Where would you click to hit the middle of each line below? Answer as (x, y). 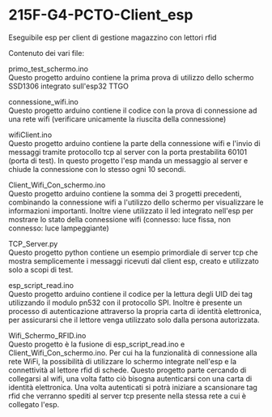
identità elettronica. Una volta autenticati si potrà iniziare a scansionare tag (133, 387)
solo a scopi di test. (41, 269)
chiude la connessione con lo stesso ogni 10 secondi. (97, 169)
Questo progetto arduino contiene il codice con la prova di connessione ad (133, 110)
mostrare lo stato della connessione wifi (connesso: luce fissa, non (120, 219)
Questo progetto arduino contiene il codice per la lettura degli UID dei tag (131, 294)
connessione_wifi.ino (43, 101)
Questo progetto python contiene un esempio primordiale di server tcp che (133, 252)
